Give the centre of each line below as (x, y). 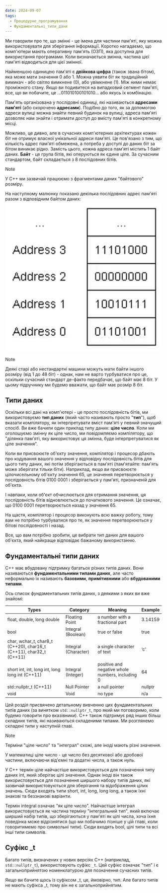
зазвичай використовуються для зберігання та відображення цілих (77, 785)
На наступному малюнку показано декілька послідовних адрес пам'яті (81, 194)
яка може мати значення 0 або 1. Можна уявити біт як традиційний (77, 77)
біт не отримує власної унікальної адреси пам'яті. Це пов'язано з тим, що (83, 139)
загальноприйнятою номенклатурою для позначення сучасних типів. (79, 870)
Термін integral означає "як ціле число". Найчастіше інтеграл (70, 806)
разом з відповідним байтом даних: (43, 199)
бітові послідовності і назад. (35, 525)
